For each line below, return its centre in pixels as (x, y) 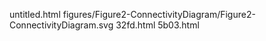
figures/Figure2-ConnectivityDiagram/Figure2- (159, 14)
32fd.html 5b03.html (157, 25)
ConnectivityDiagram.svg (61, 25)
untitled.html (35, 14)
